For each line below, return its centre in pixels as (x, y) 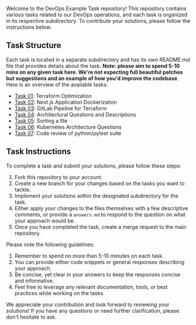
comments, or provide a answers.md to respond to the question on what (100, 214)
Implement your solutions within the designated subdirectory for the (96, 196)
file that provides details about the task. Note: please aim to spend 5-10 (93, 66)
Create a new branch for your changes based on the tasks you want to (99, 183)
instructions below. (29, 27)
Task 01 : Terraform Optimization (53, 95)
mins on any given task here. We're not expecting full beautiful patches (94, 72)
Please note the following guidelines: (50, 244)
